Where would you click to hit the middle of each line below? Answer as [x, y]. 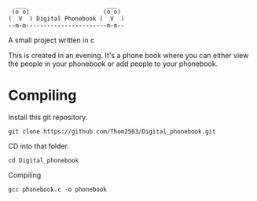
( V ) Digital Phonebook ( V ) [66, 19]
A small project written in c [51, 40]
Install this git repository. [48, 117]
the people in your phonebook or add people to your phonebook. [113, 64]
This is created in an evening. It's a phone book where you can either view [128, 55]
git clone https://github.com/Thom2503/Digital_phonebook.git [112, 131]
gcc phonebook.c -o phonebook [58, 189]
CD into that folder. [39, 146]
